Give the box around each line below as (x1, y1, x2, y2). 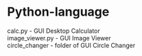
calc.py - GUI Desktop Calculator (7, 27, 101, 35)
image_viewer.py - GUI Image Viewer (7, 33, 111, 42)
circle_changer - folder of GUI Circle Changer (7, 41, 136, 49)
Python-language (7, 4, 110, 20)
